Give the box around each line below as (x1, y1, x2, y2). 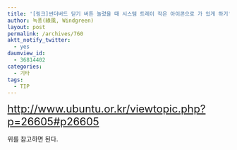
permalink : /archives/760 (7, 30, 83, 37)
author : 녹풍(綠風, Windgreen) (7, 17, 95, 24)
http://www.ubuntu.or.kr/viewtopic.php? (7, 102, 206, 116)
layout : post (7, 23, 46, 30)
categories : (7, 63, 42, 70)
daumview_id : (7, 50, 46, 57)
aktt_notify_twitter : (7, 37, 71, 44)
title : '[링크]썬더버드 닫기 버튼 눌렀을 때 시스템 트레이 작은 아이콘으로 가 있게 (7, 10, 216, 18)
